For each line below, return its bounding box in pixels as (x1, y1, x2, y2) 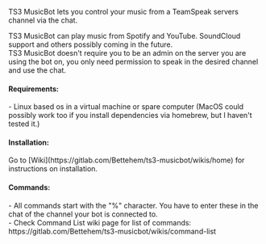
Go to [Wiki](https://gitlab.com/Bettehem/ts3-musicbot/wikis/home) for (8, 155, 245, 165)
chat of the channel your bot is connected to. (8, 209, 159, 219)
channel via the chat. (8, 15, 78, 25)
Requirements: (8, 84, 59, 94)
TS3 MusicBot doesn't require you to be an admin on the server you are (8, 48, 247, 57)
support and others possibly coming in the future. (8, 40, 173, 49)
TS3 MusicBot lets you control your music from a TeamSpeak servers (8, 7, 239, 16)
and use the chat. (8, 65, 67, 75)
